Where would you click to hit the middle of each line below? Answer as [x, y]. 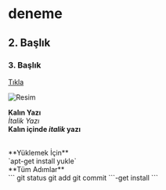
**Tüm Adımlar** [36, 169]
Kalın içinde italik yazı [44, 129]
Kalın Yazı [25, 112]
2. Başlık [29, 43]
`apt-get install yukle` [42, 161]
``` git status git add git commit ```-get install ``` [83, 177]
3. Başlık [25, 65]
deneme [35, 14]
